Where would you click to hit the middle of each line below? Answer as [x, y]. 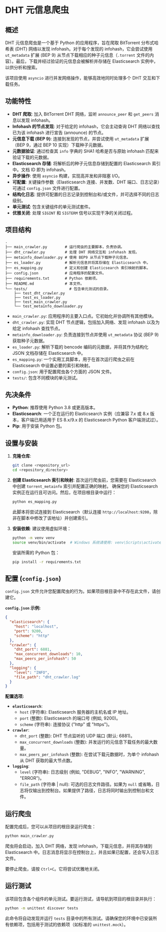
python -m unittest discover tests [42, 908]
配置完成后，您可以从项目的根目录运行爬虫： [51, 827]
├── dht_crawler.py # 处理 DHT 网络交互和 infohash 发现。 [72, 252]
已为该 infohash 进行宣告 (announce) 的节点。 [59, 132]
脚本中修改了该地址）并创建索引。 [56, 518]
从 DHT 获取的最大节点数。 [47, 761]
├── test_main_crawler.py [41, 302]
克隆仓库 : [21, 456]
